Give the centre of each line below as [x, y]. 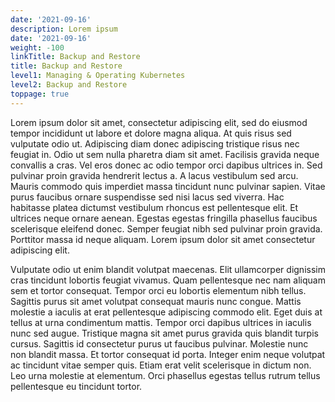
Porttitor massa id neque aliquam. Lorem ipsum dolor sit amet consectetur [163, 239]
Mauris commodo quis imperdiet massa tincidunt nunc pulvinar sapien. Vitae [168, 186]
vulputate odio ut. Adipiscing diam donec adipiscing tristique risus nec [155, 143]
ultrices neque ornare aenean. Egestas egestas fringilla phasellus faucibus [164, 218]
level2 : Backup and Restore [69, 85]
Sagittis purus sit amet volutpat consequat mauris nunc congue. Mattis [156, 301]
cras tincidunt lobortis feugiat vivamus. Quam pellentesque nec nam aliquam [168, 280]
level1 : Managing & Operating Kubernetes [98, 76]
